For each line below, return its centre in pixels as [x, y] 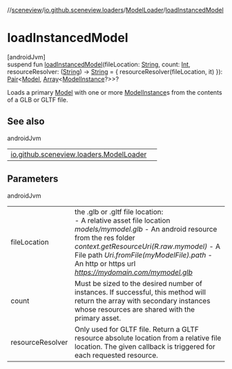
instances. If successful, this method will [140, 292]
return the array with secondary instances [143, 301]
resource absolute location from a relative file [148, 338]
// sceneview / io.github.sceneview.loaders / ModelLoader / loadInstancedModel [116, 10]
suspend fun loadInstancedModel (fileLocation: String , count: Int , [99, 64]
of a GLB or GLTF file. [38, 100]
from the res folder [105, 238]
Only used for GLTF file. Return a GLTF [137, 329]
